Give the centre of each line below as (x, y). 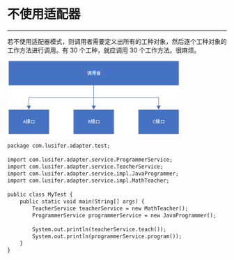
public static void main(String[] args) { (82, 201)
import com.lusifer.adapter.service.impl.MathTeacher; (88, 181)
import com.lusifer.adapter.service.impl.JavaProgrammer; (93, 174)
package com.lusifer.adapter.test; (59, 146)
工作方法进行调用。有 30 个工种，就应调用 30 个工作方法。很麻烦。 (104, 50)
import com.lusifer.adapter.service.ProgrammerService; (90, 160)
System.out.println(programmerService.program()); (107, 236)
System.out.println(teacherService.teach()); (100, 229)
